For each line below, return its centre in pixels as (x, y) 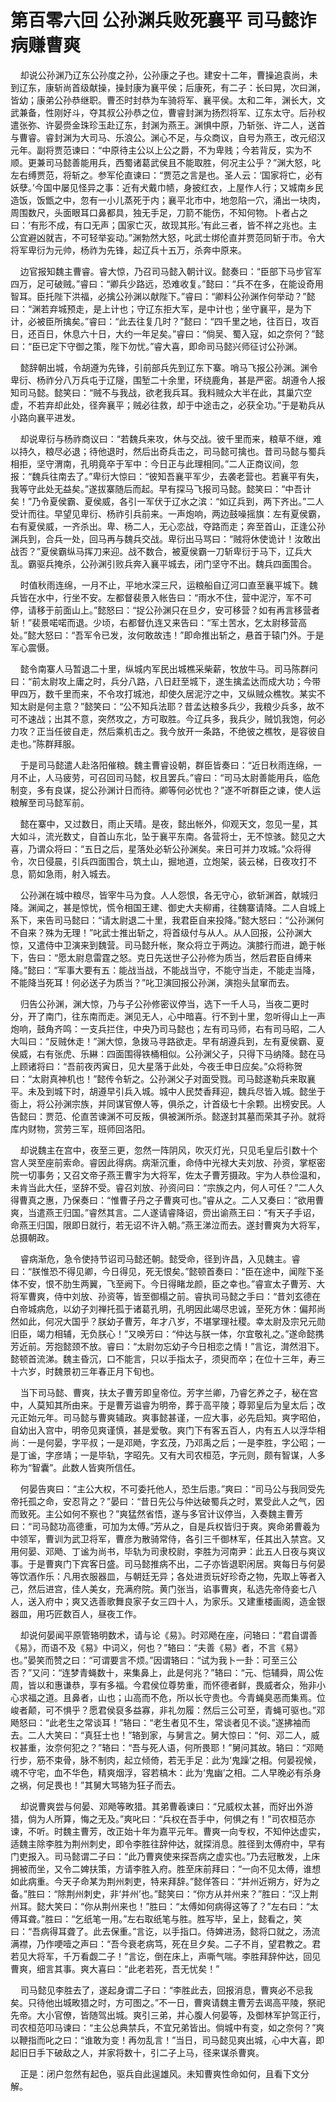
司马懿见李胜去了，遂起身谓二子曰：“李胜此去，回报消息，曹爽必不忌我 (166, 1990)
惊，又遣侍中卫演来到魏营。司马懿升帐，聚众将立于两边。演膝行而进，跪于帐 (168, 945)
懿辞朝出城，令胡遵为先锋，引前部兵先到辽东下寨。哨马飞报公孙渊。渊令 (168, 367)
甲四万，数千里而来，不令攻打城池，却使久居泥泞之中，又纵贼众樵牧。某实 (163, 693)
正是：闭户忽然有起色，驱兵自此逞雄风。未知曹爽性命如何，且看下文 (160, 2073)
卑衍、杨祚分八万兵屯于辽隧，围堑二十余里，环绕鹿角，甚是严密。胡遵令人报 (168, 380)
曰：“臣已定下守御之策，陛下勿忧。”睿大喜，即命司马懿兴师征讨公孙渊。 (156, 346)
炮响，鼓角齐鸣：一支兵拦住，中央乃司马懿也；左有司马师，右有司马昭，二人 (168, 1028)
